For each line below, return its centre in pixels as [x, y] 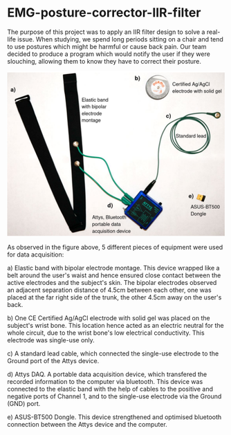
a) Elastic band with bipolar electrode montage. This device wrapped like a [113, 268]
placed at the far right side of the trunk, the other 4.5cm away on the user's [114, 297]
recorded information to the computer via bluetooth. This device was [105, 381]
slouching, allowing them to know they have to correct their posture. [104, 61]
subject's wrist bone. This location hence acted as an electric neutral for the [116, 325]
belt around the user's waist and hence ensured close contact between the [114, 275]
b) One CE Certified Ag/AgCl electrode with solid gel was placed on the [109, 318]
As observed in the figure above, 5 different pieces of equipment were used [115, 247]
